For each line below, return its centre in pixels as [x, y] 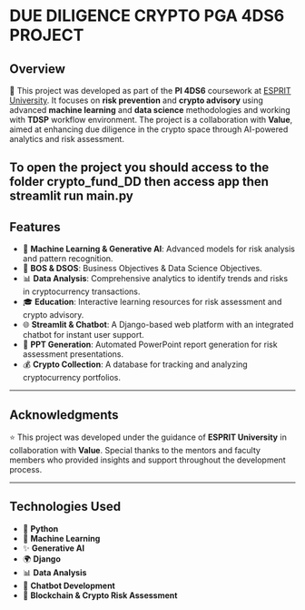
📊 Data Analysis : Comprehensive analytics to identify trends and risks [155, 279]
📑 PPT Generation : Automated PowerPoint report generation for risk [150, 345]
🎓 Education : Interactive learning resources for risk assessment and [152, 302]
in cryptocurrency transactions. [81, 291]
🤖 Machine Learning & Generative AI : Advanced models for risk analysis [158, 249]
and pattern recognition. [68, 259]
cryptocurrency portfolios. [71, 378]
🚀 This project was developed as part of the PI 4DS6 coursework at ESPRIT [150, 91]
